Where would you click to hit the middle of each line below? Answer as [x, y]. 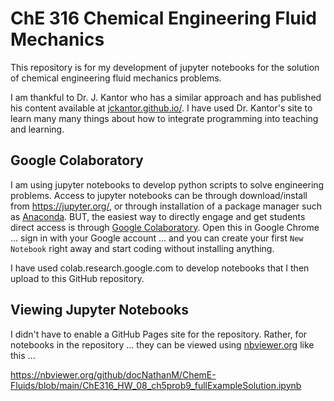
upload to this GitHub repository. [77, 278]
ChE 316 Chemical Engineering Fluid [163, 18]
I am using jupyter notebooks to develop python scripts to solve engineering [167, 184]
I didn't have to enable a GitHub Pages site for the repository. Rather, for [159, 334]
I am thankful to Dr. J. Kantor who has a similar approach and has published [166, 97]
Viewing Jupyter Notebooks [99, 310]
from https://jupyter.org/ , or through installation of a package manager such [166, 206]
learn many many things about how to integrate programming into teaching [164, 118]
